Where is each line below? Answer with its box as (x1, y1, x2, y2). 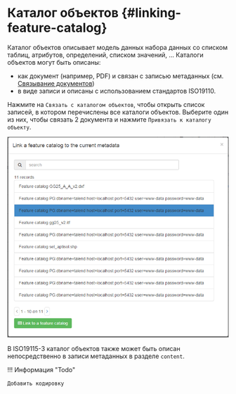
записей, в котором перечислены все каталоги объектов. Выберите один (7, 108, 229, 116)
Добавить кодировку (7, 380, 65, 387)
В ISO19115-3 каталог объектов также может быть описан (7, 344, 181, 352)
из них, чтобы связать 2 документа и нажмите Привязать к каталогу (7, 115, 212, 124)
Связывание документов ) (17, 79, 95, 87)
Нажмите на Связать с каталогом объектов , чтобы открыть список (7, 100, 205, 108)
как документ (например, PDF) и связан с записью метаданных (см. (17, 72, 224, 80)
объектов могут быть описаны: (7, 58, 101, 66)
